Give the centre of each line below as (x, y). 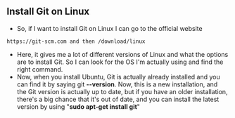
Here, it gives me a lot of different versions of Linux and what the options (122, 54)
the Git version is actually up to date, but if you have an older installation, (122, 91)
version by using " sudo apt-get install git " (78, 106)
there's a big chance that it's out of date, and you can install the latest (118, 99)
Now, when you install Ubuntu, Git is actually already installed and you (118, 77)
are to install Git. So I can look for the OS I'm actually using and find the (120, 62)
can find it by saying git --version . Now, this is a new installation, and (117, 84)
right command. (40, 69)
